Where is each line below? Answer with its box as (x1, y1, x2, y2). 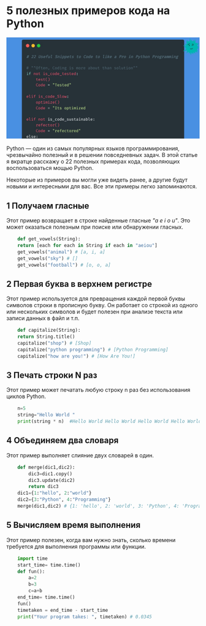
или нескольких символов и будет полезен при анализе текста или (6, 308, 183, 316)
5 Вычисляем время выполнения (6, 520, 141, 530)
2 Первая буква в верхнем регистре (6, 278, 152, 289)
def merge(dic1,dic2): (17, 464, 75, 470)
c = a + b (28, 588, 43, 594)
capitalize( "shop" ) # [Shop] (17, 340, 92, 346)
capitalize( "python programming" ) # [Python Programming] (17, 346, 169, 353)
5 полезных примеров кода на (6, 4, 170, 18)
